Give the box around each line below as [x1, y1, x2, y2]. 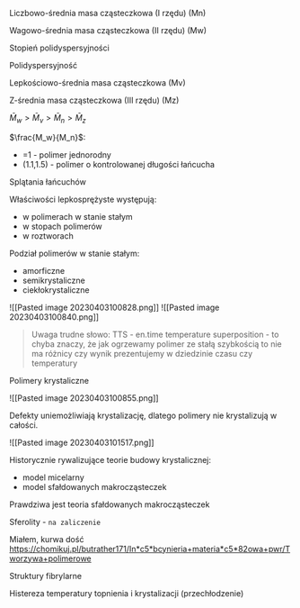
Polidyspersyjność [9, 60, 78, 70]
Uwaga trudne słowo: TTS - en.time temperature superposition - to [31, 329, 279, 340]
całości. [9, 419, 39, 431]
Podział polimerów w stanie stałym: [9, 248, 140, 259]
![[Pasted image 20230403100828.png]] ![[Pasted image [9, 302, 220, 313]
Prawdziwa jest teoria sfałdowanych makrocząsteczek [9, 499, 210, 510]
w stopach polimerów [22, 221, 103, 231]
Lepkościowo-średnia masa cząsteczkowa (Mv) [9, 77, 186, 88]
